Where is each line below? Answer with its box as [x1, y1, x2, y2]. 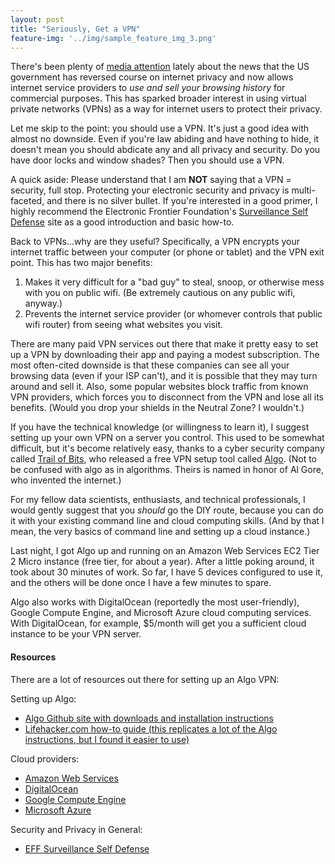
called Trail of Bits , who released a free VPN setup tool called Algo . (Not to [10, 453, 318, 465]
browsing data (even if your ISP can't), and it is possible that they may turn [10, 370, 318, 382]
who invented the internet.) [10, 474, 122, 486]
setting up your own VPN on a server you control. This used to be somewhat [10, 432, 325, 444]
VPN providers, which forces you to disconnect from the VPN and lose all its [10, 391, 324, 403]
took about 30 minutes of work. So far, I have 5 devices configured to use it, [10, 566, 323, 578]
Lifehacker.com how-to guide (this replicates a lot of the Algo [24, 722, 278, 735]
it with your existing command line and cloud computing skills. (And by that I [10, 515, 325, 527]
